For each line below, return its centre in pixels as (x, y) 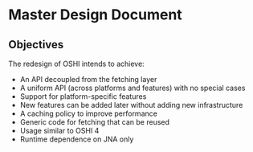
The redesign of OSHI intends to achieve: (76, 64)
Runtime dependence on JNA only (77, 139)
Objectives (36, 45)
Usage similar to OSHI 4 (59, 131)
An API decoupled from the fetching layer (88, 79)
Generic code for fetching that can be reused (95, 122)
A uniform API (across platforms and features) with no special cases (133, 88)
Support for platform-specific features (83, 97)
